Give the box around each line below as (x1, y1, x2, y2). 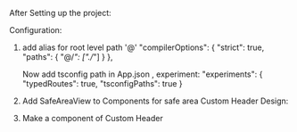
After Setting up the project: (9, 8, 111, 18)
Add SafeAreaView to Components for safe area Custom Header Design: (21, 95, 289, 106)
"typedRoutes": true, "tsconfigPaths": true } (21, 78, 183, 88)
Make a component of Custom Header (21, 113, 163, 123)
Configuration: (9, 25, 62, 35)
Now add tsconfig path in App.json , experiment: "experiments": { (21, 69, 263, 79)
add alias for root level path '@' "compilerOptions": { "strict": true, (21, 42, 265, 53)
